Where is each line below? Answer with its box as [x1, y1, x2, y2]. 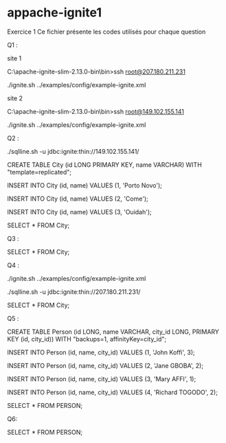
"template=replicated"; [7, 168, 72, 176]
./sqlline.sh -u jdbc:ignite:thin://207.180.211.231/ [7, 287, 141, 296]
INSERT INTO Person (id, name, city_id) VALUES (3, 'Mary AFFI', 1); [7, 374, 196, 383]
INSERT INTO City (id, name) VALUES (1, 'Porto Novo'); [7, 181, 163, 190]
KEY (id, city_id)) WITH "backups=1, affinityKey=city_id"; [7, 334, 167, 343]
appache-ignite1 [7, 5, 102, 21]
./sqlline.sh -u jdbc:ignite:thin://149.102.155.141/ [7, 147, 139, 155]
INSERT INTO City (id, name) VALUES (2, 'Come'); [7, 194, 149, 203]
